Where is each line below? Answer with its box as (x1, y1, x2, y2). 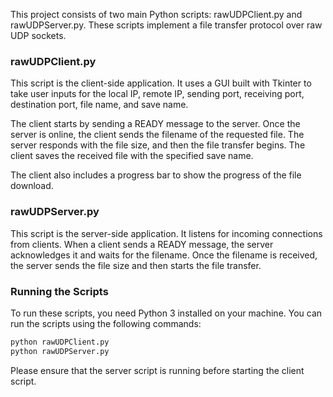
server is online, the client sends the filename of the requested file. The (10, 129, 305, 141)
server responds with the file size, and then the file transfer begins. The (10, 139, 306, 151)
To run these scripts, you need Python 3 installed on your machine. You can (10, 307, 323, 319)
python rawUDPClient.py (10, 337, 110, 347)
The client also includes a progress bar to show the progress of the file (10, 169, 302, 181)
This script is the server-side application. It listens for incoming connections (10, 227, 323, 239)
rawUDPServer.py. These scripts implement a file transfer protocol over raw (10, 19, 323, 31)
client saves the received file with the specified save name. (10, 150, 254, 162)
